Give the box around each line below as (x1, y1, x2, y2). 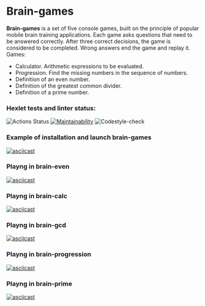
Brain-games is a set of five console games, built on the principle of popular (6, 25, 199, 32)
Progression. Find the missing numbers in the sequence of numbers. (15, 69, 188, 76)
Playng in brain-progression (6, 250, 92, 259)
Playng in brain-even (6, 163, 70, 171)
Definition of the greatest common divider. (15, 82, 122, 90)
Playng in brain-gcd (6, 221, 66, 229)
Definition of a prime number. (15, 88, 89, 96)
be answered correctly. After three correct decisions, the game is (6, 37, 171, 45)
